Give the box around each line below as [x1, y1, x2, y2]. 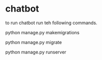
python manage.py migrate [5, 39, 62, 45]
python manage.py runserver [5, 49, 66, 55]
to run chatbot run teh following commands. [5, 20, 98, 26]
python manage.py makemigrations [5, 29, 80, 35]
